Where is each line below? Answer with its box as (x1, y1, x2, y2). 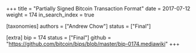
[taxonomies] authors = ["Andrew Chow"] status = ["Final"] (6, 23, 151, 29)
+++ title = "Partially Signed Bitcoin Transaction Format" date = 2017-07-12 (6, 5, 191, 12)
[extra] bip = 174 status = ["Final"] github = (6, 34, 111, 41)
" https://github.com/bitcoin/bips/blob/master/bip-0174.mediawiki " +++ (6, 41, 180, 47)
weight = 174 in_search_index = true (6, 11, 95, 18)
